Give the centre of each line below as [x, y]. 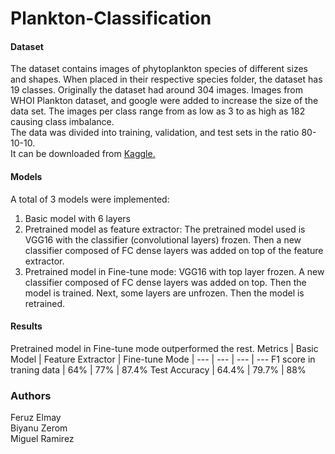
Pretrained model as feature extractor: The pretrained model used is [165, 229]
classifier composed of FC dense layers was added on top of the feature [174, 250]
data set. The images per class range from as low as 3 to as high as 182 [158, 111]
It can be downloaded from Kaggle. [83, 154]
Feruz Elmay [36, 418]
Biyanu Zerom [39, 428]
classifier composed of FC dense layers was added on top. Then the [165, 282]
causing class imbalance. [62, 122]
